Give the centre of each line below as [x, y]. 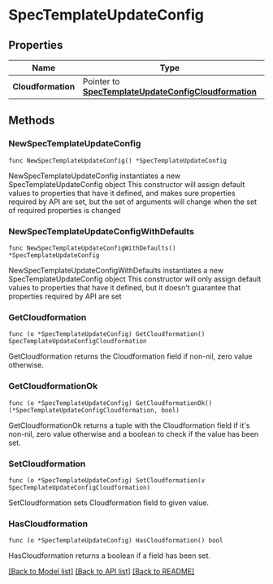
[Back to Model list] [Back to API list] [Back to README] [102, 572]
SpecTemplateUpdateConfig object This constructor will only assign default [135, 279]
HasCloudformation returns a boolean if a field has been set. [110, 556]
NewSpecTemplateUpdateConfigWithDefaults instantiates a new [116, 270]
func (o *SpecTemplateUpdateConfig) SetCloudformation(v [107, 480]
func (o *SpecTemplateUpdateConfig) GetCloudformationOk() [110, 403]
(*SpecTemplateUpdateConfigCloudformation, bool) [94, 410]
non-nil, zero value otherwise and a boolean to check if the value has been [133, 434]
